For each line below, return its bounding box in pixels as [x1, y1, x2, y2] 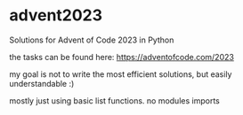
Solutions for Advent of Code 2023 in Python [9, 34, 174, 45]
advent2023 [9, 5, 103, 26]
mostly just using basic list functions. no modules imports [9, 95, 220, 106]
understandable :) [9, 78, 75, 88]
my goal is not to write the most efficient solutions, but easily [9, 68, 232, 80]
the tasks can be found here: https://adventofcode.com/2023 [9, 51, 234, 62]
